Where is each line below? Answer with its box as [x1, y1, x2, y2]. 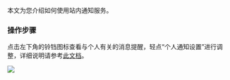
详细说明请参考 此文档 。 [19, 51, 88, 60]
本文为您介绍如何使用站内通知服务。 [7, 6, 113, 14]
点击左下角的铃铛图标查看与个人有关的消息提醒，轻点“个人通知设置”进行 [7, 43, 217, 51]
